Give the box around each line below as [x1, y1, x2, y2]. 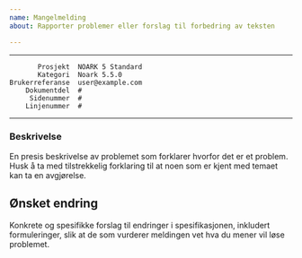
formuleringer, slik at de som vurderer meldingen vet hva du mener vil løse [9, 229, 285, 240]
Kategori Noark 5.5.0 [37, 70, 123, 79]
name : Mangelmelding [9, 13, 87, 22]
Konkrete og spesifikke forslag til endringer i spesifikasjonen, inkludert [9, 219, 271, 230]
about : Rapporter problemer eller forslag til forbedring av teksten [9, 21, 276, 30]
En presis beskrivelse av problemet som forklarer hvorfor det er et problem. [9, 150, 289, 161]
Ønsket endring [9, 196, 99, 211]
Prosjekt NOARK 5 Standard [37, 62, 143, 72]
